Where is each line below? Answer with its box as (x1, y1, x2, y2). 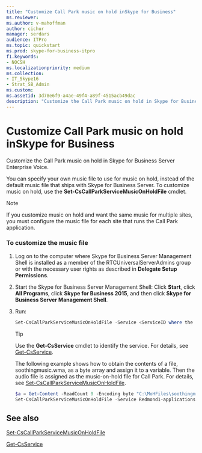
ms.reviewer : (6, 14, 39, 20)
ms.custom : (6, 87, 34, 93)
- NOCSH (6, 59, 26, 65)
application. (6, 224, 35, 231)
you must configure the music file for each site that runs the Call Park (6, 217, 179, 224)
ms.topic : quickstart (6, 43, 61, 49)
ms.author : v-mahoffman (6, 20, 66, 26)
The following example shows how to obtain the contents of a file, (14, 360, 179, 367)
